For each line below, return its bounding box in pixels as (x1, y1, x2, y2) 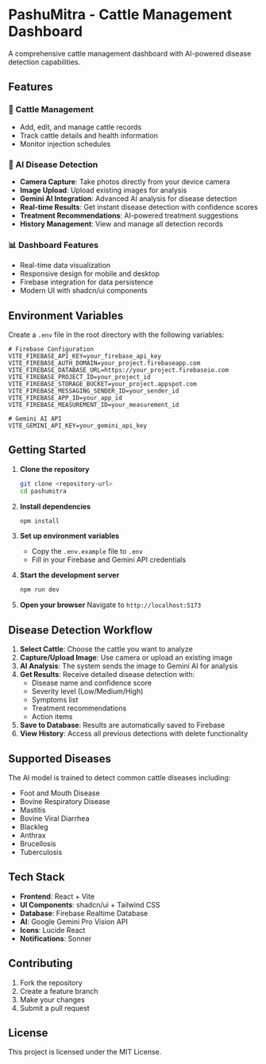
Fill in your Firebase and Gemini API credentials (31, 555, 187, 565)
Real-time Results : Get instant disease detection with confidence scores (19, 202, 258, 211)
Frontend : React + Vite (19, 892, 95, 901)
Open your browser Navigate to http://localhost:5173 (19, 600, 202, 609)
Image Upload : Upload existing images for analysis (19, 185, 187, 195)
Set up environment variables (19, 531, 120, 541)
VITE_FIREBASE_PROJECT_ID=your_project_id (8, 373, 151, 381)
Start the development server (19, 571, 120, 580)
